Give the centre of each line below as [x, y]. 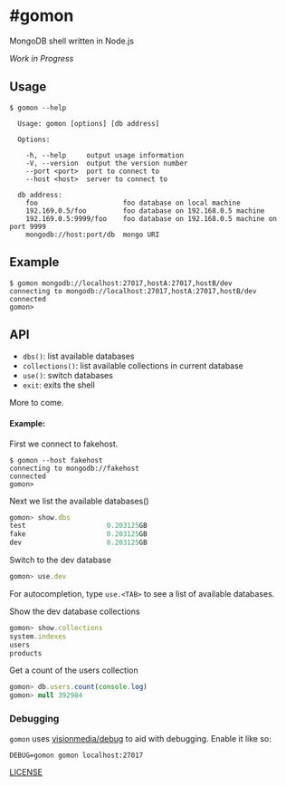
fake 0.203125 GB [78, 534]
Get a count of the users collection [74, 670]
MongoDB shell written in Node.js [71, 41]
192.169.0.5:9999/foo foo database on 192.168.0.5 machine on [152, 218]
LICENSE [26, 772]
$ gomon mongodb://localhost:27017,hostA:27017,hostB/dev [121, 283]
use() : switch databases [67, 376]
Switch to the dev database [60, 560]
